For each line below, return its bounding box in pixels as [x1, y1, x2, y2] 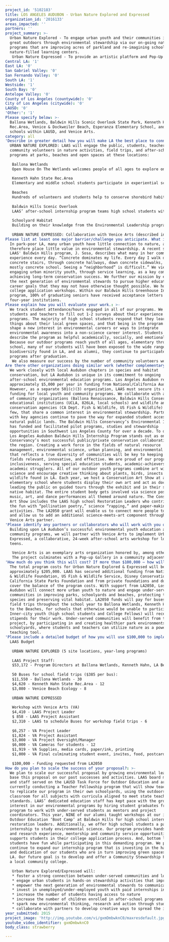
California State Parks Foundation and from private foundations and [10, 578, 158, 584]
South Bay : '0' [5, 87, 37, 92]
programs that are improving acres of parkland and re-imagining [10, 45, 150, 50]
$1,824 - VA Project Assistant [12, 733, 78, 738]
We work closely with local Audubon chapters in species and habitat [10, 368, 158, 373]
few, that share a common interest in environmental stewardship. [10, 410, 152, 415]
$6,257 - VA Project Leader [12, 728, 71, 733]
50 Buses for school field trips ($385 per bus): [12, 672, 118, 677]
